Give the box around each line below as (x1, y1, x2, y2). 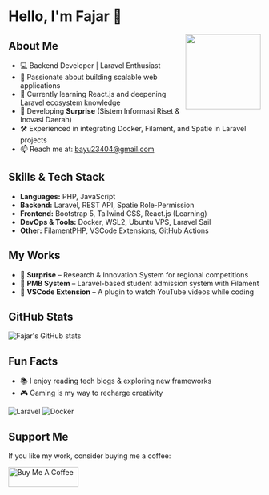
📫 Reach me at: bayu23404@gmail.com (19, 144, 155, 154)
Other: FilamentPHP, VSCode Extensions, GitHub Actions (19, 226, 210, 235)
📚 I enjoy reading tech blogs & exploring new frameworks (19, 376, 212, 386)
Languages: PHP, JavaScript (19, 191, 116, 201)
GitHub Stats (8, 310, 74, 324)
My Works (8, 249, 61, 262)
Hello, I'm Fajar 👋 (8, 7, 122, 26)
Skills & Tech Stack (8, 170, 106, 184)
